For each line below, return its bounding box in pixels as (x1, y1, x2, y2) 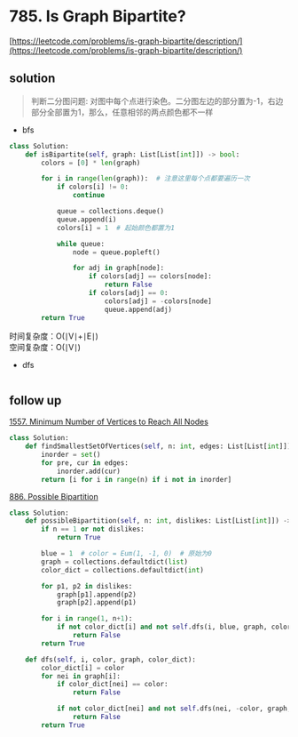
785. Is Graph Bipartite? (9, 6, 186, 27)
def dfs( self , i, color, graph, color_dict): (25, 655, 197, 664)
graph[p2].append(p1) (56, 598, 137, 607)
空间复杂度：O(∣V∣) (9, 341, 82, 352)
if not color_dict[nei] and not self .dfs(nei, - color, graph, (56, 704, 292, 713)
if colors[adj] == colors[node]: (88, 272, 213, 281)
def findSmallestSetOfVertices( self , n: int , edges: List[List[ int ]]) (25, 442, 292, 451)
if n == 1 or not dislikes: (41, 525, 145, 534)
